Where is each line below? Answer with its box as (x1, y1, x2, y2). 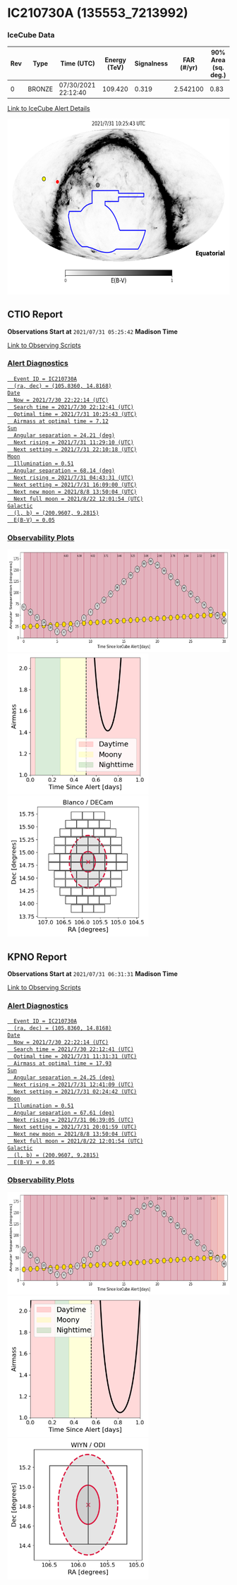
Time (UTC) (60, 59, 95, 68)
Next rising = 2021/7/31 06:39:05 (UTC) (13, 1116, 134, 1123)
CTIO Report (7, 308, 63, 320)
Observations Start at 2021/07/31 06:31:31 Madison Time (7, 969, 178, 978)
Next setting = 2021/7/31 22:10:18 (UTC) (13, 446, 138, 453)
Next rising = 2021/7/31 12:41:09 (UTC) (13, 1081, 134, 1088)
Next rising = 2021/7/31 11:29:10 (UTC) (13, 439, 134, 446)
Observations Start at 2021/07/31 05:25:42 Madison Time (7, 327, 178, 336)
